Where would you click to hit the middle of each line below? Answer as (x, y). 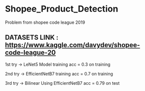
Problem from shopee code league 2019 (45, 22)
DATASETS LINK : (32, 38)
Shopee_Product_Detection (62, 9)
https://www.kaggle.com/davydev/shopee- (72, 45)
